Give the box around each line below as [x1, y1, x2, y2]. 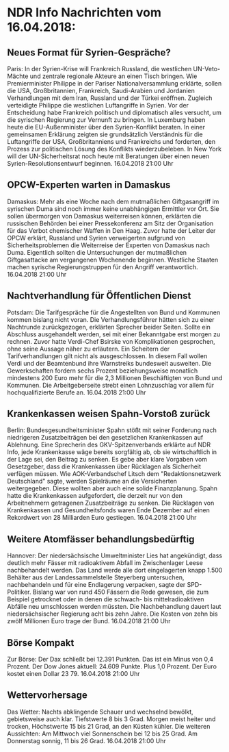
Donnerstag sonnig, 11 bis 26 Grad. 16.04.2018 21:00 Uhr [7, 736, 166, 744]
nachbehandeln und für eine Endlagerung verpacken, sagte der [7, 581, 186, 589]
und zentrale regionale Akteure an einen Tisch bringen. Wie [29, 72, 198, 80]
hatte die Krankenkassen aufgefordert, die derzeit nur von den [7, 492, 183, 500]
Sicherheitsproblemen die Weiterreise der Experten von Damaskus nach [7, 241, 211, 249]
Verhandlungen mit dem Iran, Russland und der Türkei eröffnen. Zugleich [7, 94, 213, 102]
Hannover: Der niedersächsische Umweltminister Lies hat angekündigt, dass [7, 551, 222, 560]
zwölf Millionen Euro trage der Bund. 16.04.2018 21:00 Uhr [7, 617, 171, 625]
